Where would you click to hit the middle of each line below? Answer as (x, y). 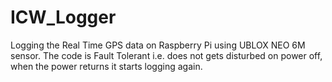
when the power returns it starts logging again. (106, 66)
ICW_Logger (63, 17)
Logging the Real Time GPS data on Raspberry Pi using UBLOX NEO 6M (158, 45)
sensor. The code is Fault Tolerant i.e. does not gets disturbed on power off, (166, 55)
